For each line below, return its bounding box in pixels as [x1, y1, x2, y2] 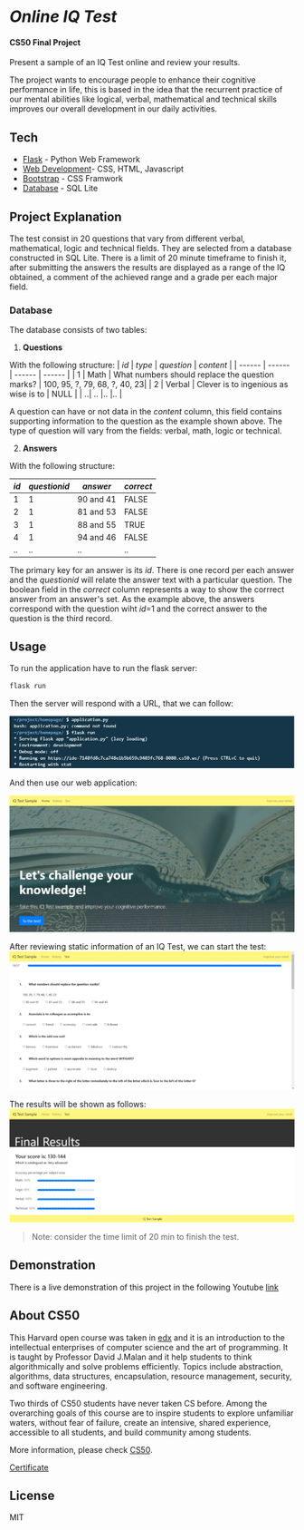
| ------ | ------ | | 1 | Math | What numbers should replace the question [9, 369, 274, 380]
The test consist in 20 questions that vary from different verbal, [9, 233, 246, 244]
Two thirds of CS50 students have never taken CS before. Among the [9, 1398, 268, 1408]
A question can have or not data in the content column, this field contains [9, 406, 282, 417]
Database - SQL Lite [22, 183, 99, 194]
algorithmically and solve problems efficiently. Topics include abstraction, [9, 1360, 283, 1371]
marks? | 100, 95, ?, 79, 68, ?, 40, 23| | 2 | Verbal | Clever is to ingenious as [9, 379, 289, 390]
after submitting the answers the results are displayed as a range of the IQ [9, 262, 286, 273]
